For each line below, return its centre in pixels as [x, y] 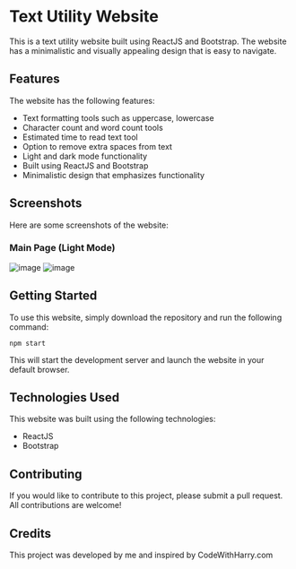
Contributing [46, 474]
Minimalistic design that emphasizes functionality [113, 175]
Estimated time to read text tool [80, 137]
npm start [28, 343]
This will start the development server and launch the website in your [137, 359]
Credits [30, 534]
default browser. [39, 369]
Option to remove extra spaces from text [97, 146]
